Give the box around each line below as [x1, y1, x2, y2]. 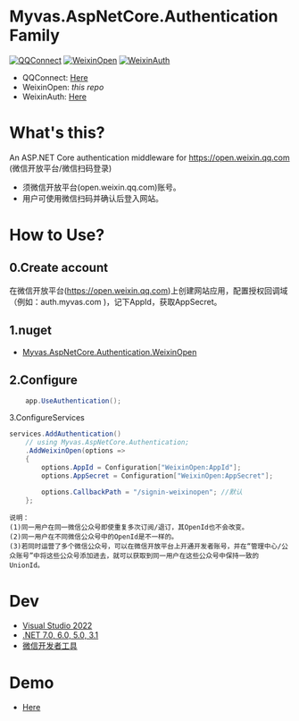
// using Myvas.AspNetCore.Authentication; [25, 438, 190, 447]
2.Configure [9, 373, 78, 388]
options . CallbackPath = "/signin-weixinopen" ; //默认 [41, 488, 243, 496]
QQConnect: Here [21, 72, 88, 82]
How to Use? [9, 225, 105, 245]
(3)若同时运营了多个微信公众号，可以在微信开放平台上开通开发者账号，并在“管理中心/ [9, 542, 282, 551]
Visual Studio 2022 [21, 620, 93, 632]
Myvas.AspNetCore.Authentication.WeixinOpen [21, 346, 197, 357]
